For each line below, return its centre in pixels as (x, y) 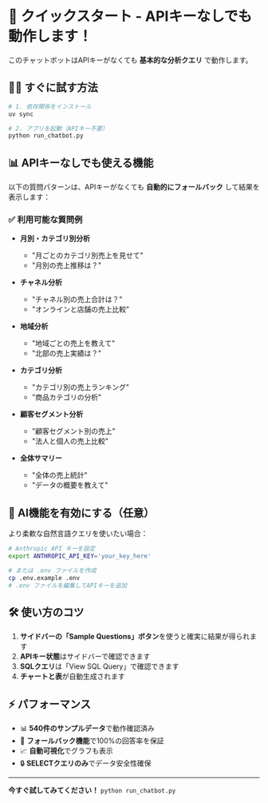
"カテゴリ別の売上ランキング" (81, 388)
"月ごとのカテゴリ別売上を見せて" (87, 256)
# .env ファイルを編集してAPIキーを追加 (68, 585)
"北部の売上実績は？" (67, 353)
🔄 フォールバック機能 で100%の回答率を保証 (92, 741)
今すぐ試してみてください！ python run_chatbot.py (92, 790)
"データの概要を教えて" (70, 485)
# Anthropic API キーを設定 (52, 549)
